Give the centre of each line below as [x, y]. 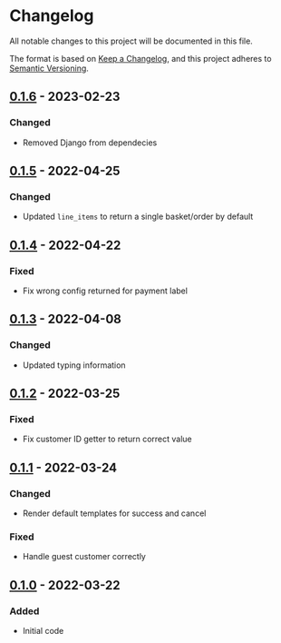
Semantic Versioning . [49, 68]
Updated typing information [74, 365]
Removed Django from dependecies [90, 143]
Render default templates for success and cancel [114, 513]
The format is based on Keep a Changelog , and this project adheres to [140, 58]
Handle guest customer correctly [84, 557]
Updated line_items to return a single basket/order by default [138, 217]
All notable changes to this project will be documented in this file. [131, 41]
